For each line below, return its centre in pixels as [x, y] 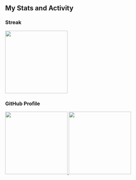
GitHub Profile [23, 103]
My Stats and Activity [39, 8]
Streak [13, 22]
